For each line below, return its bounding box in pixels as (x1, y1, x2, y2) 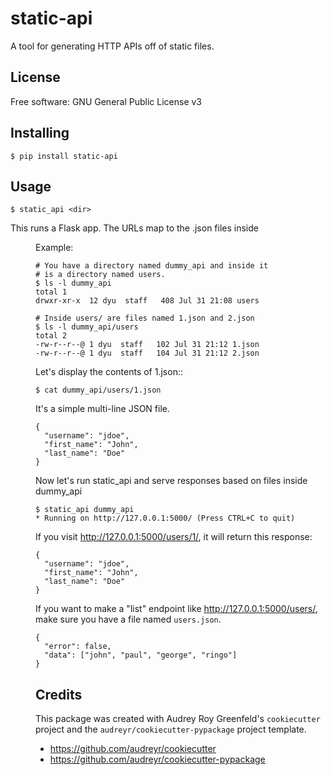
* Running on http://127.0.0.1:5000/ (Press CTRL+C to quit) (35, 513, 296, 524)
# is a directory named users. (35, 270, 166, 280)
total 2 (35, 331, 68, 341)
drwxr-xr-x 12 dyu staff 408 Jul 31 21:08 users (35, 296, 260, 306)
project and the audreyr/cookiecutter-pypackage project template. (35, 723, 307, 736)
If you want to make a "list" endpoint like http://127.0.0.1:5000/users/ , (35, 603, 318, 615)
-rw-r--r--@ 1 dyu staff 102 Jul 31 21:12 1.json (35, 340, 260, 350)
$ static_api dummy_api (35, 505, 135, 515)
